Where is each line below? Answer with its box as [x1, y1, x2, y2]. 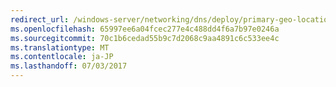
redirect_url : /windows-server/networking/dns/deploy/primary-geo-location [10, 14, 333, 25]
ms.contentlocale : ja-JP [10, 52, 114, 62]
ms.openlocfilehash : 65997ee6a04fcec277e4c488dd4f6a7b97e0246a [10, 24, 280, 34]
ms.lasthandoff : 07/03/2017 [10, 61, 128, 71]
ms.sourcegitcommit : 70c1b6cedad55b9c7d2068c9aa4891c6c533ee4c [10, 33, 280, 43]
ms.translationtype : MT [10, 42, 110, 53]
